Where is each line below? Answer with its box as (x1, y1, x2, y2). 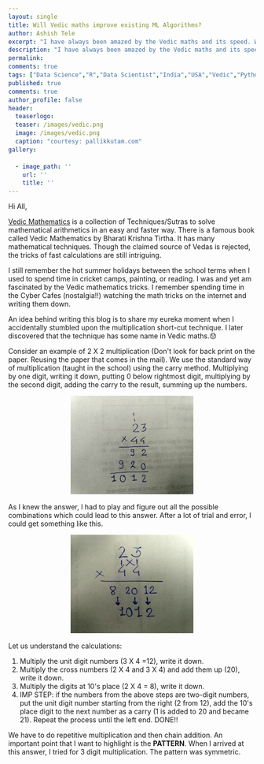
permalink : (8, 54, 44, 62)
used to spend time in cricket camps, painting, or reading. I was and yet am (8, 274, 251, 284)
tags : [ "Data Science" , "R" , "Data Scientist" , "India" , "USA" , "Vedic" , (8, 71, 237, 79)
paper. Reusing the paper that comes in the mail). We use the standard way (8, 355, 251, 364)
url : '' (22, 170, 47, 179)
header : (8, 104, 34, 112)
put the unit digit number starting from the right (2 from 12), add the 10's (19, 699, 253, 708)
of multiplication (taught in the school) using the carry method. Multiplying (8, 363, 249, 373)
